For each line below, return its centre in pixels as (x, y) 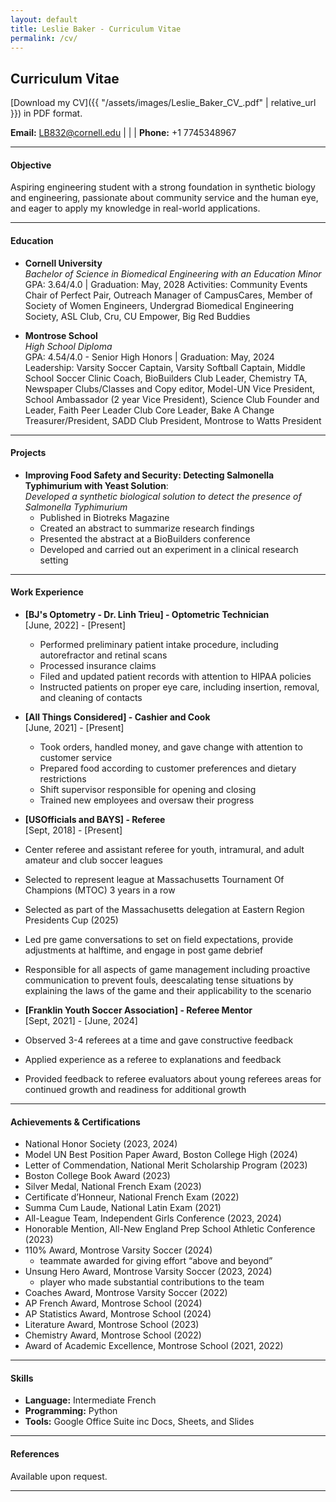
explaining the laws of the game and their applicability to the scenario (168, 990)
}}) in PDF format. (46, 113)
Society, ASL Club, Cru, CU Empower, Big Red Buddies (137, 316)
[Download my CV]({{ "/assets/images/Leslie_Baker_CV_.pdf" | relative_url (163, 103)
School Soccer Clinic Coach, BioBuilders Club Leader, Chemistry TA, (166, 378)
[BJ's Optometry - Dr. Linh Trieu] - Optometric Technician (147, 614)
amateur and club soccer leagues (93, 860)
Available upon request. (59, 1476)
